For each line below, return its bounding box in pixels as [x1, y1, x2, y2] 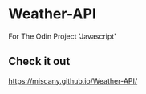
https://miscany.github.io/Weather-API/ [8, 76, 138, 85]
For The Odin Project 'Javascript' [8, 31, 116, 41]
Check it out [8, 55, 71, 68]
